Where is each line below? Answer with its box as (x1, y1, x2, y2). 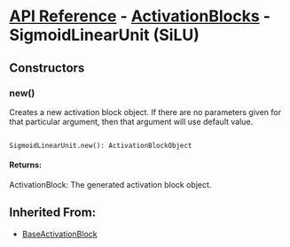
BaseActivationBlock (21, 228, 98, 239)
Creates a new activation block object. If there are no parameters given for (9, 106, 282, 117)
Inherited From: (9, 205, 97, 220)
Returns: (9, 159, 43, 170)
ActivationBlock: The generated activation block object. (9, 180, 212, 190)
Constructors (9, 60, 85, 75)
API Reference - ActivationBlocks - (9, 6, 271, 27)
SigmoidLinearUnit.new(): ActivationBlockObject (9, 141, 192, 150)
